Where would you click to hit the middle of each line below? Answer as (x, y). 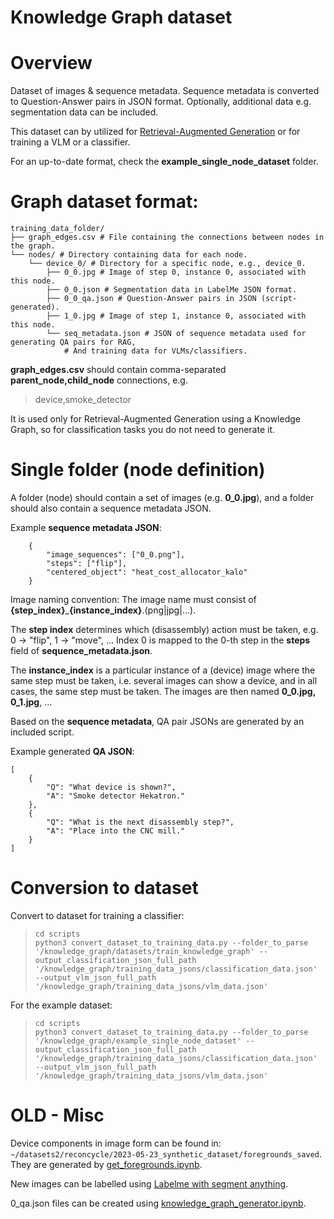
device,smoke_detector (83, 400)
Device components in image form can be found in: (116, 1143)
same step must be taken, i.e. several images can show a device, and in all (164, 680)
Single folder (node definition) (138, 470)
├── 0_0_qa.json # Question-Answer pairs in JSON (151, 299)
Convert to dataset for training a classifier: (97, 915)
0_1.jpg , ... (31, 702)
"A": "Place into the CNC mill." (116, 831)
